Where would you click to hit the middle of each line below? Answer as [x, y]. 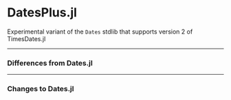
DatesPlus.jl [42, 13]
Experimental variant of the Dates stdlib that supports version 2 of [100, 32]
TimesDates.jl [26, 38]
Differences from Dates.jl [50, 63]
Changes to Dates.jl [41, 89]
